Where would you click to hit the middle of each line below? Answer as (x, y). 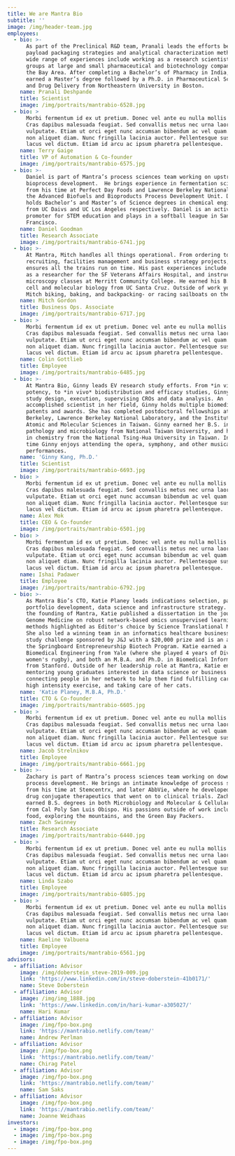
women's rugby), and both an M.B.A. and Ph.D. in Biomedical (117, 659)
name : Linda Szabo (47, 881)
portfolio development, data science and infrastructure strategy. (126, 607)
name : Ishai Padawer (50, 575)
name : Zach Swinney (48, 822)
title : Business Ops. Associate (67, 307)
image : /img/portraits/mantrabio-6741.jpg (83, 242)
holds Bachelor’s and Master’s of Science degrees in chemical (120, 203)
